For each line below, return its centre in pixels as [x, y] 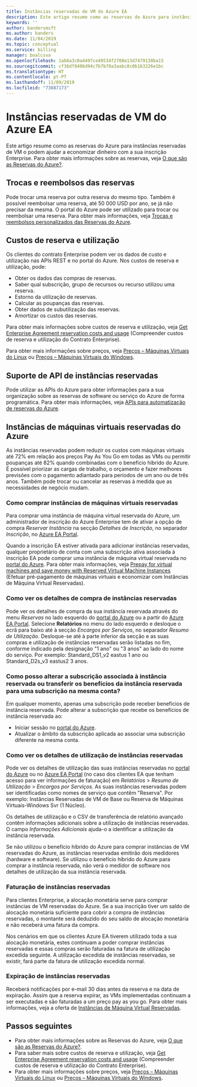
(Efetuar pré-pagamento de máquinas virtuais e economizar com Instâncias [97, 577]
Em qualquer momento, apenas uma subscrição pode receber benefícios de [98, 703]
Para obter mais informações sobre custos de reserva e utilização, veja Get [97, 327]
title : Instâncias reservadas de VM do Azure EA [67, 11]
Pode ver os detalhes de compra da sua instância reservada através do [92, 611]
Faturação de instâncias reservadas [58, 887]
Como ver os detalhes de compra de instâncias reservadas [91, 598]
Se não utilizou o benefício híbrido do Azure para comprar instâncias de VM [98, 847]
